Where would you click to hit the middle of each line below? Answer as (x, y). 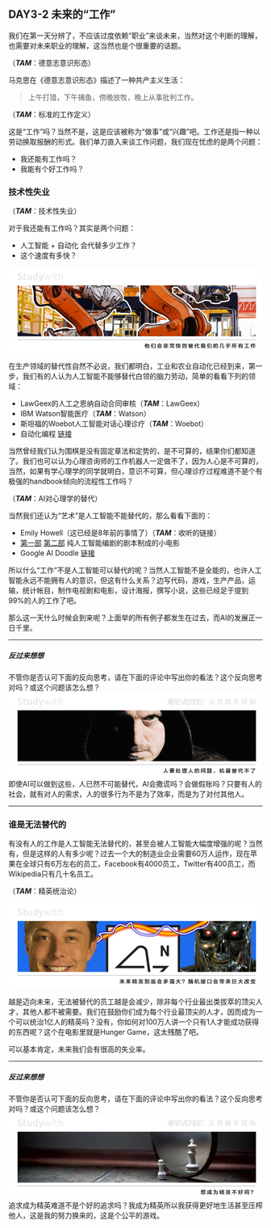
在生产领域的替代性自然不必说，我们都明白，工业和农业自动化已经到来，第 (132, 366)
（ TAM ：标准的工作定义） (52, 114)
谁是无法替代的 (38, 825)
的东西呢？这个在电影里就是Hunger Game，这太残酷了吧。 (106, 1032)
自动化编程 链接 (46, 434)
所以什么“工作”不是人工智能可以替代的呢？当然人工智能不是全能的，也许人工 (135, 570)
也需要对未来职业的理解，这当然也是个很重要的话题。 (97, 45)
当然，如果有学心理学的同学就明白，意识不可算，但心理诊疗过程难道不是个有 (135, 471)
